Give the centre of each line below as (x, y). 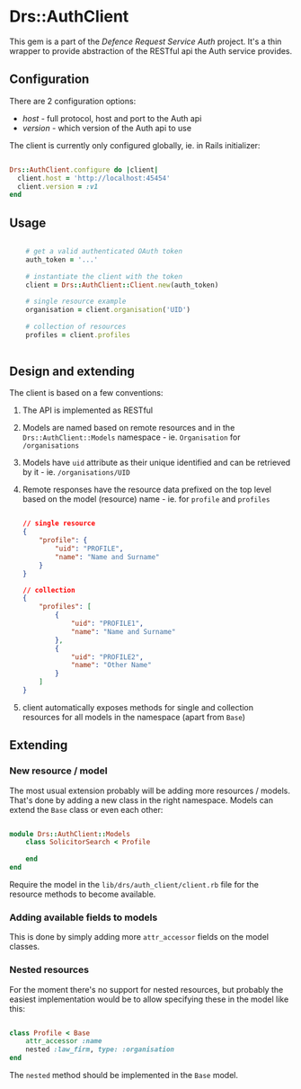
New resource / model (58, 771)
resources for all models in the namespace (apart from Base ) (133, 717)
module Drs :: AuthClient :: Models (70, 834)
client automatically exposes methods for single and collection (138, 707)
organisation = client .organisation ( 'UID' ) (108, 310)
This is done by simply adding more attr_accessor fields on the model (139, 937)
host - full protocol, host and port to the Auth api (112, 118)
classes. (25, 947)
